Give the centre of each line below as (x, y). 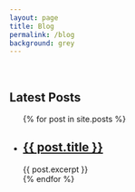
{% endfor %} (48, 178)
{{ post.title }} (63, 147)
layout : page (34, 18)
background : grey (42, 43)
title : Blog (32, 26)
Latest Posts (45, 97)
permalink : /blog (42, 34)
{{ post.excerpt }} (55, 169)
